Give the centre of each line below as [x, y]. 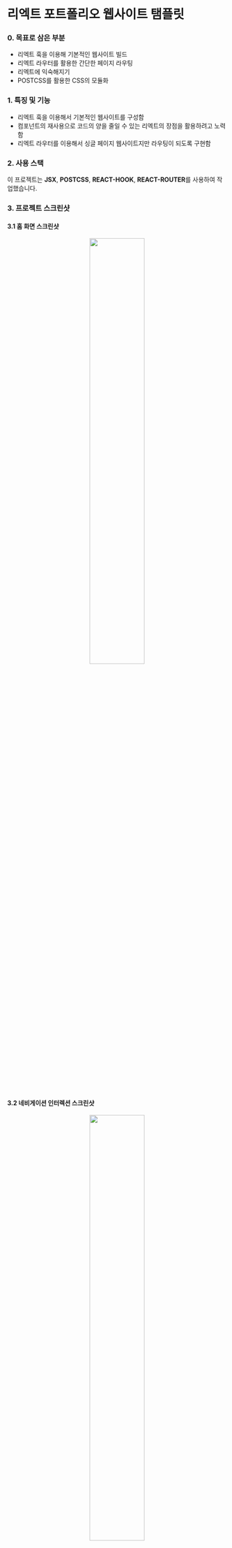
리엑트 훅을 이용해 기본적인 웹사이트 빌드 [72, 54]
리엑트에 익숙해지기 [44, 72]
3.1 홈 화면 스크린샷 [33, 226]
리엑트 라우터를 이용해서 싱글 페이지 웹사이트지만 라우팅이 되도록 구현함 [114, 143]
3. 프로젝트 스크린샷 [39, 208]
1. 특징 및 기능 [29, 101]
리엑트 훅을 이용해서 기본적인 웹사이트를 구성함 [80, 117]
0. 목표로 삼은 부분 [36, 38]
